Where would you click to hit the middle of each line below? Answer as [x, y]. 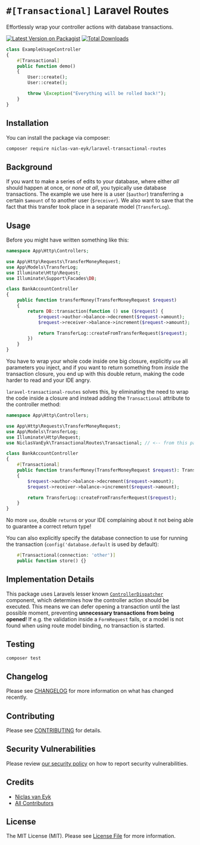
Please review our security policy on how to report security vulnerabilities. [97, 763]
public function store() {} [51, 561]
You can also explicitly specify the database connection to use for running [97, 538]
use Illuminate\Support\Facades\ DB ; [51, 278]
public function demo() [46, 66]
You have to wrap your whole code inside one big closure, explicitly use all [97, 361]
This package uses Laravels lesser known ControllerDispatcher [85, 594]
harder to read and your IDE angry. [49, 380]
